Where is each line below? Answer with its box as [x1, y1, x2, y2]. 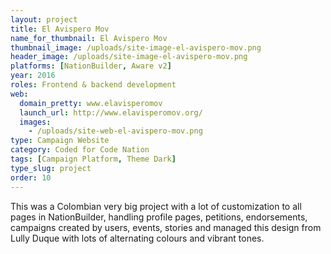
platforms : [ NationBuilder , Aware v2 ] [10, 61, 172, 71]
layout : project [10, 14, 78, 25]
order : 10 [10, 172, 52, 183]
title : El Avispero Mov [10, 24, 110, 34]
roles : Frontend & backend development [10, 80, 177, 90]
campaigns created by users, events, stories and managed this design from [10, 221, 322, 233]
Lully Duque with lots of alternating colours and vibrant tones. [10, 232, 265, 244]
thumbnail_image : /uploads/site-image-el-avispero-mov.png [10, 42, 262, 53]
